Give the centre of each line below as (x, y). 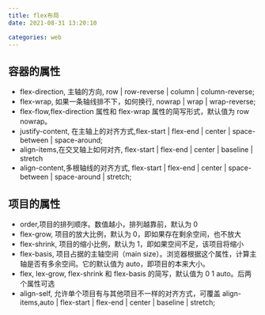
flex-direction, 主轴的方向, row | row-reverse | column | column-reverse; (137, 92)
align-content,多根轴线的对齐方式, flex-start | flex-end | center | (123, 168)
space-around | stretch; (93, 177)
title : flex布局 (34, 15)
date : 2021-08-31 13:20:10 (53, 23)
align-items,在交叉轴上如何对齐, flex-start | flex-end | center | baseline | (136, 150)
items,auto (37, 302)
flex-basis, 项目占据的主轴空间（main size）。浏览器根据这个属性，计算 (134, 254)
